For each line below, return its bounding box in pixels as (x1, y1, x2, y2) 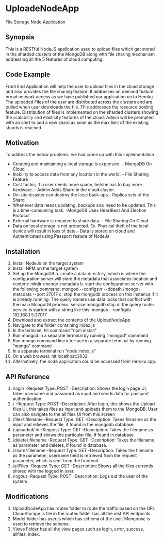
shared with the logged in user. (12, 468, 75, 474)
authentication (12, 396, 42, 402)
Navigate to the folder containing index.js (12, 322, 95, 328)
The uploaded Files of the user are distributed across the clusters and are (5, 99, 152, 105)
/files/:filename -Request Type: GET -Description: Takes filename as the (12, 417, 157, 422)
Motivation (5, 139, 39, 147)
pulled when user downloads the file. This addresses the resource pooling (5, 104, 154, 110)
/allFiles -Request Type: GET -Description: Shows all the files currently (12, 463, 154, 469)
